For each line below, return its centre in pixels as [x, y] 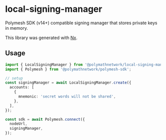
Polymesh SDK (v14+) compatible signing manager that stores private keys [81, 23]
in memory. [17, 28]
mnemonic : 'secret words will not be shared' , [67, 96]
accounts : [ [22, 88]
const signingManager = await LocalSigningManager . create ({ [68, 83]
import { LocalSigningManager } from [44, 65]
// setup [14, 78]
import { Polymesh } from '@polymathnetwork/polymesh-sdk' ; [68, 69]
